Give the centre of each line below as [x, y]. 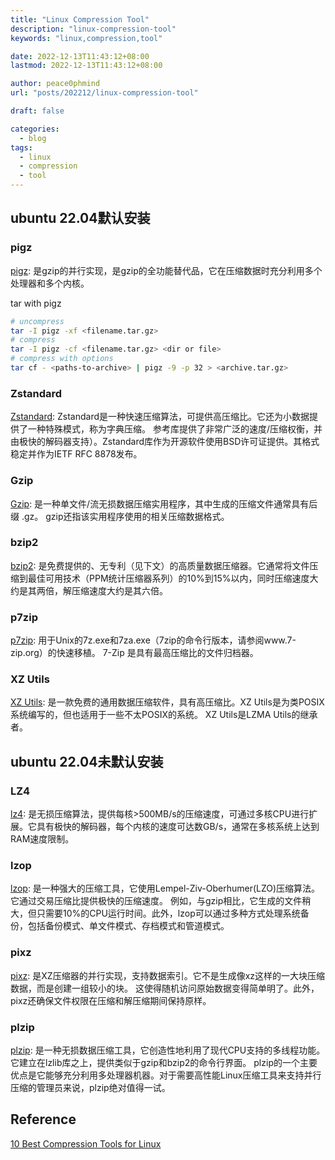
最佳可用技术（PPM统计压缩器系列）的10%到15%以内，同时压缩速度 [168, 578]
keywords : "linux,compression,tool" [86, 38]
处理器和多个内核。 [50, 283]
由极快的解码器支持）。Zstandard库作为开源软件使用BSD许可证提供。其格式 [165, 442]
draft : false [37, 111]
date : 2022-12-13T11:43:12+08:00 [80, 56]
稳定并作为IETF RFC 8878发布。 [76, 454]
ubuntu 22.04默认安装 [80, 218]
